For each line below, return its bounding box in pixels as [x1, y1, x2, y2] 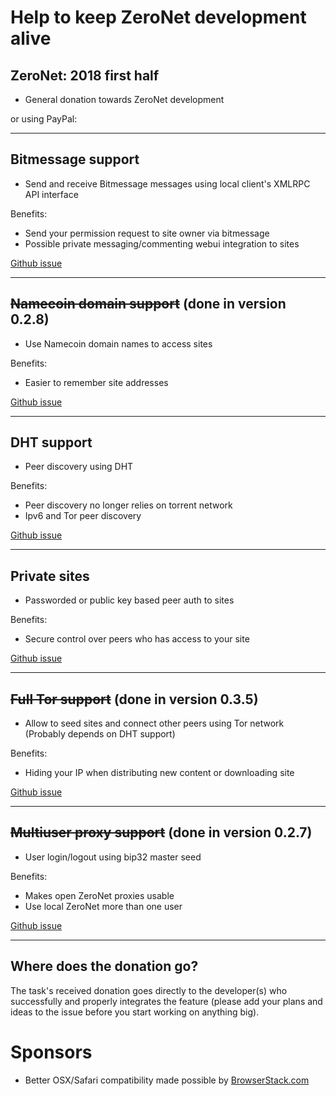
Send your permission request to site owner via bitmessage [24, 227, 270, 239]
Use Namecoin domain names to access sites [24, 337, 213, 350]
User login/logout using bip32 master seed [24, 851, 202, 863]
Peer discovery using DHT [24, 461, 134, 473]
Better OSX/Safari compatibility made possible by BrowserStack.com [24, 1074, 310, 1086]
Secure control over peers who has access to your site [24, 633, 250, 645]
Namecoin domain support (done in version [10, 296, 287, 313]
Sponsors [10, 1041, 93, 1063]
